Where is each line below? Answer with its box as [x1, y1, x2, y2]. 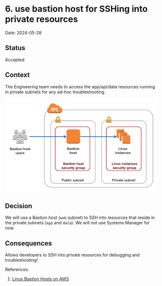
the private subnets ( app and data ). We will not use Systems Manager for [5, 220, 150, 226]
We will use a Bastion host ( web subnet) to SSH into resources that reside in [5, 215, 155, 220]
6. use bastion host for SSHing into [5, 3, 148, 15]
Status [5, 44, 26, 52]
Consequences [5, 239, 52, 247]
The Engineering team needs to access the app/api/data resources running [5, 84, 155, 89]
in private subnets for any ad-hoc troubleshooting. [5, 89, 106, 95]
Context [5, 71, 30, 79]
